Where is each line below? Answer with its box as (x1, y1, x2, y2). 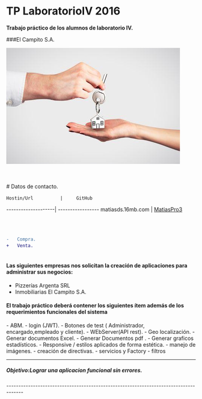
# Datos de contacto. (6, 183, 58, 190)
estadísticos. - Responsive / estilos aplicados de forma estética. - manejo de (6, 341, 196, 348)
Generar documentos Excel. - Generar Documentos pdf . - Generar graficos (6, 335, 194, 342)
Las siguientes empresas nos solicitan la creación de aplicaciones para (6, 262, 188, 269)
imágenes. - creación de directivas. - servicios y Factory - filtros (6, 347, 166, 354)
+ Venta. (6, 242, 34, 248)
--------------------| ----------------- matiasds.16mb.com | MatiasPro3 (6, 206, 183, 213)
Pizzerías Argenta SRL (14, 281, 70, 289)
